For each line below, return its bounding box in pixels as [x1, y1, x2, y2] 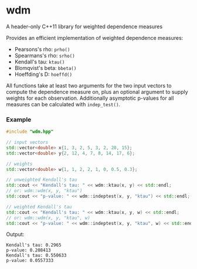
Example [6, 115, 32, 123]
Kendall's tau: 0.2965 [6, 242, 62, 248]
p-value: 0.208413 [6, 247, 51, 253]
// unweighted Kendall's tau [6, 177, 77, 183]
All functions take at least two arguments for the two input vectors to [6, 82, 172, 89]
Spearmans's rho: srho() [14, 52, 75, 59]
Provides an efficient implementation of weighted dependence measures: [6, 34, 184, 41]
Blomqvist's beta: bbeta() [14, 64, 77, 71]
